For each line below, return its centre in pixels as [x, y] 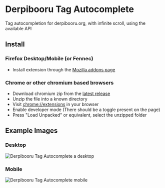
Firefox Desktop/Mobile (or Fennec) [49, 59]
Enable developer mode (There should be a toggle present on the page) [86, 110]
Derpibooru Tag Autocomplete [69, 9]
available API [18, 28]
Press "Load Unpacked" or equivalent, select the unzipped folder [79, 115]
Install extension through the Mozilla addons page [64, 69]
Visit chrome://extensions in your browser [55, 104]
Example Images [31, 131]
